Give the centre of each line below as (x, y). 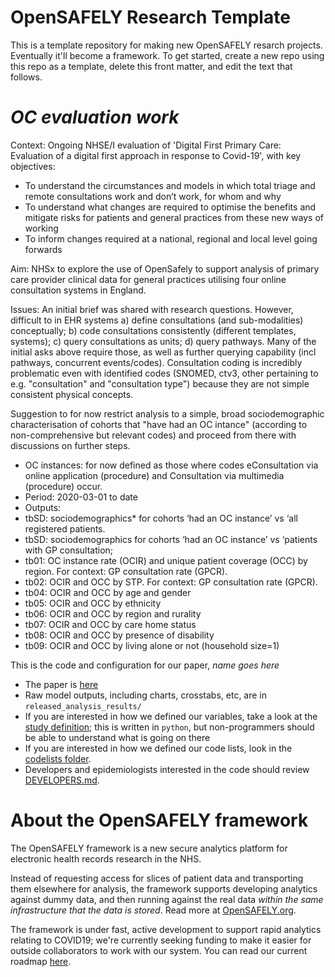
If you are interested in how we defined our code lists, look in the (158, 748)
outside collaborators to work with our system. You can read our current (159, 950)
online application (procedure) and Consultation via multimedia (154, 475)
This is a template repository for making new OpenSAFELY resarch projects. (166, 45)
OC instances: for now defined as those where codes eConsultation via (171, 465)
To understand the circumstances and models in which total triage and (170, 185)
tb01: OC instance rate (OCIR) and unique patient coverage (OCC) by (166, 560)
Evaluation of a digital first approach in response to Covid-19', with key (156, 155)
